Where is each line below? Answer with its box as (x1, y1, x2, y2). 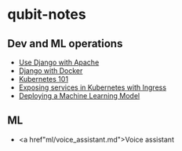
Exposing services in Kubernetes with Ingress (18, 83, 166, 92)
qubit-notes (7, 6, 87, 24)
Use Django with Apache (18, 57, 100, 67)
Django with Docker (18, 66, 83, 75)
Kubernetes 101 (18, 75, 68, 83)
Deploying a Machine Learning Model (18, 91, 140, 100)
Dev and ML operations (7, 37, 123, 50)
